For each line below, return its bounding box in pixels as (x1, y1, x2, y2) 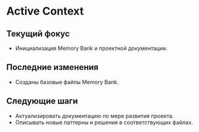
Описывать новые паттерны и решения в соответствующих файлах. (15, 119, 194, 126)
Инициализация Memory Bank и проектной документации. (15, 44, 168, 52)
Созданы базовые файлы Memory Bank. (15, 78, 119, 86)
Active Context (6, 4, 84, 18)
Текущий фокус (6, 29, 70, 39)
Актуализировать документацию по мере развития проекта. (15, 112, 174, 119)
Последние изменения (6, 62, 99, 72)
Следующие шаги (6, 96, 78, 106)
